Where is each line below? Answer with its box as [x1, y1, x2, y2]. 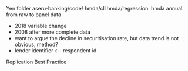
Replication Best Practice [6, 58, 67, 65]
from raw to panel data [6, 11, 62, 18]
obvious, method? [14, 41, 59, 48]
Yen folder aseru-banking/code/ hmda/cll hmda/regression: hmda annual [6, 5, 183, 12]
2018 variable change [14, 23, 67, 29]
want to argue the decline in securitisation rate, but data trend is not [14, 35, 179, 41]
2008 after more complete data [14, 29, 91, 35]
